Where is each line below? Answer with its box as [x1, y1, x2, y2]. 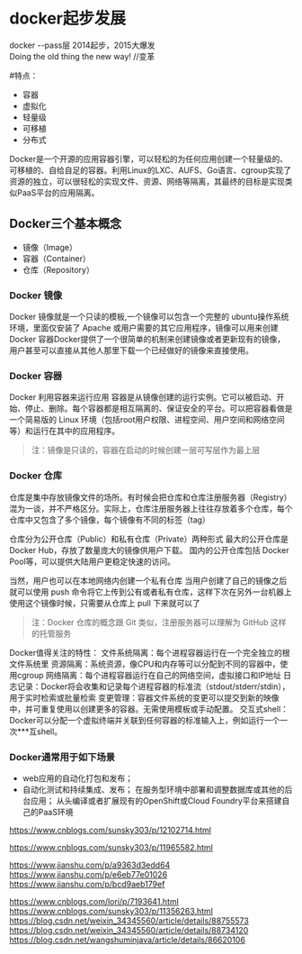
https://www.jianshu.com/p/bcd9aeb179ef [9, 878, 165, 889]
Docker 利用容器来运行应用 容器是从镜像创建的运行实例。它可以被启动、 [9, 392, 277, 403]
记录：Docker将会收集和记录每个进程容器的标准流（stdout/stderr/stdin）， [16, 681, 290, 692]
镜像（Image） [22, 241, 78, 252]
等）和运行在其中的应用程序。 [9, 425, 120, 437]
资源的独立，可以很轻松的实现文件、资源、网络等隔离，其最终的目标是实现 [9, 176, 285, 186]
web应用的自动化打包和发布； [22, 772, 133, 784]
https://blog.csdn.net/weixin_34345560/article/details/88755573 [9, 915, 249, 926]
